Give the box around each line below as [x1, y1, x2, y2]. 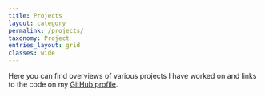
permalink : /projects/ [8, 26, 84, 34]
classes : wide [8, 49, 56, 57]
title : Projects [8, 11, 62, 20]
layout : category [8, 19, 66, 27]
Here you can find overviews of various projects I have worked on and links [8, 71, 257, 80]
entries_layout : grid [8, 42, 81, 50]
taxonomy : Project [8, 34, 70, 42]
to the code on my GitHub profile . [8, 79, 118, 89]
